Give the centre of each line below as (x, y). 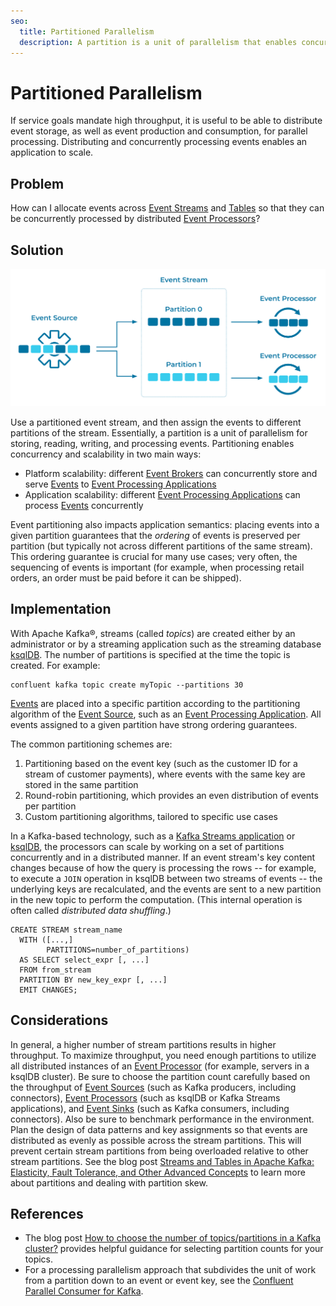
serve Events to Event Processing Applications (120, 484)
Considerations (59, 1020)
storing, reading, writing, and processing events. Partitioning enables (152, 443)
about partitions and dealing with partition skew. (109, 1182)
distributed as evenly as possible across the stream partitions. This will (156, 1140)
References (47, 1213)
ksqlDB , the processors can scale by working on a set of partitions (147, 846)
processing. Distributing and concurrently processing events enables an (159, 142)
